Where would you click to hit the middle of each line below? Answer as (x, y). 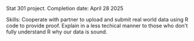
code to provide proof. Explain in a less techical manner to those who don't (97, 26)
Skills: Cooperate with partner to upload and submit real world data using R (97, 19)
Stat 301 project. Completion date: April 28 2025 (65, 8)
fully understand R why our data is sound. (57, 32)
